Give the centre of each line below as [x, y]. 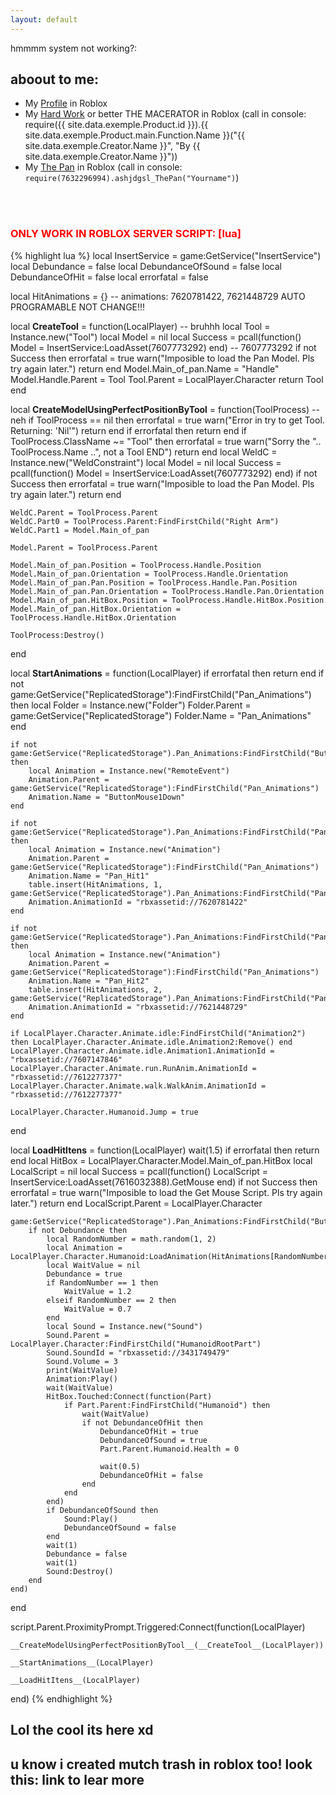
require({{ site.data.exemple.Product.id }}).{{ [116, 125]
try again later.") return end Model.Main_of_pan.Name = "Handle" [145, 368]
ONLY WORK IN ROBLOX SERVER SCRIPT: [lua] [126, 234]
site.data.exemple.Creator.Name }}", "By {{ [112, 146]
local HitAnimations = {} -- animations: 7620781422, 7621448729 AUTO [158, 296]
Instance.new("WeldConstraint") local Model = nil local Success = [146, 462]
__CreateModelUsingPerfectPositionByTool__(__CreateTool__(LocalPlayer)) [167, 1645]
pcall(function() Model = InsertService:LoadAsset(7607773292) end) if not [164, 473]
